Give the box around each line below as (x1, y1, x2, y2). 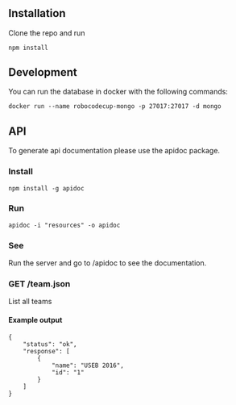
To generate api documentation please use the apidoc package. (8, 146, 220, 156)
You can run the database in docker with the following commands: (8, 87, 228, 97)
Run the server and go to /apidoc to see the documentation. (8, 258, 207, 268)
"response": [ (23, 347, 70, 355)
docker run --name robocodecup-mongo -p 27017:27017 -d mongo (8, 102, 222, 111)
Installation (8, 6, 66, 20)
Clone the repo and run (8, 27, 85, 38)
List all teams (8, 297, 52, 307)
